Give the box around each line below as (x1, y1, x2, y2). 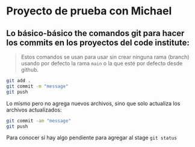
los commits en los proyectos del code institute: (6, 37, 190, 47)
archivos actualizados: (6, 106, 62, 113)
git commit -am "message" (6, 118, 71, 124)
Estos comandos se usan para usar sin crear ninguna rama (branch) (20, 53, 190, 61)
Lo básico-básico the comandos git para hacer (6, 28, 185, 38)
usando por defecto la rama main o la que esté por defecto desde (20, 60, 183, 67)
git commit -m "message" (6, 83, 69, 89)
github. (20, 66, 39, 73)
